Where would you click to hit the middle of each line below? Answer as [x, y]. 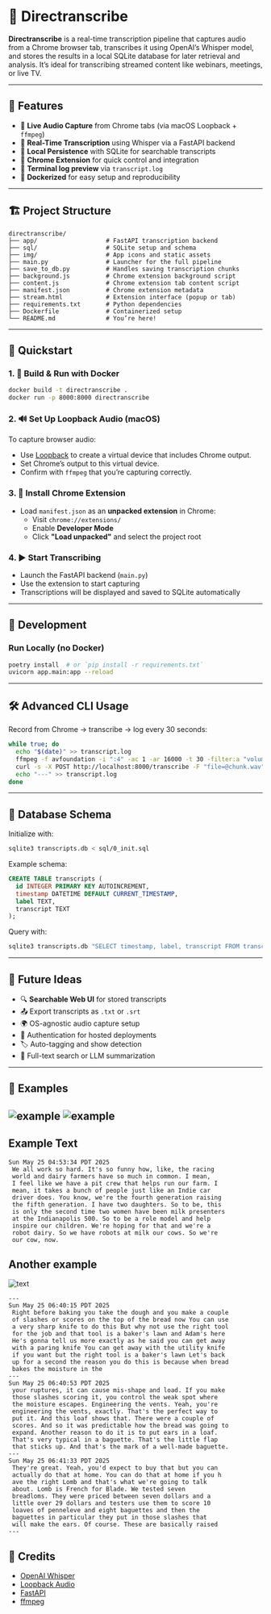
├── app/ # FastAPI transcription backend [113, 240]
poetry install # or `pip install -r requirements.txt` [106, 665]
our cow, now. [35, 1240]
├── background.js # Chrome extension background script [122, 276]
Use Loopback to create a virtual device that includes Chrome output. [135, 455]
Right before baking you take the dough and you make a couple [120, 1313]
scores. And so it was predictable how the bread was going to [120, 1426]
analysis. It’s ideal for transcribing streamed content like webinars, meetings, [136, 65]
